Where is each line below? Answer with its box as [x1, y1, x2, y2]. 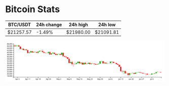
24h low [98, 22, 116, 28]
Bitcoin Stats [5, 4, 60, 15]
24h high [68, 22, 89, 28]
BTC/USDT [8, 22, 31, 28]
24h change [36, 22, 62, 28]
